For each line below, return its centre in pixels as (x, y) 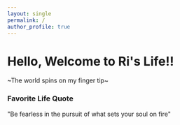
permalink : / (26, 20)
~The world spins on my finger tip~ (58, 80)
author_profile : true (39, 27)
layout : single (29, 14)
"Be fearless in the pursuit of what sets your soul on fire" (89, 114)
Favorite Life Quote (40, 98)
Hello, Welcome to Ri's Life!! (91, 61)
